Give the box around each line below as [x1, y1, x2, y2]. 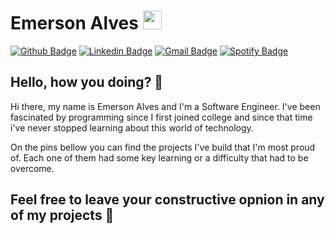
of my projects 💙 [10, 207, 115, 224]
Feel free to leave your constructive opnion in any [10, 191, 325, 209]
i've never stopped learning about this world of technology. [10, 121, 254, 134]
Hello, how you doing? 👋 [10, 74, 164, 91]
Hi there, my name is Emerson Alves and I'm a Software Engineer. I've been [10, 100, 321, 112]
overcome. [10, 162, 55, 174]
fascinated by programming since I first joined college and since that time [10, 111, 313, 123]
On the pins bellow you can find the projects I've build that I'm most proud [10, 141, 316, 153]
